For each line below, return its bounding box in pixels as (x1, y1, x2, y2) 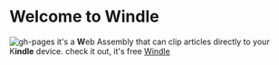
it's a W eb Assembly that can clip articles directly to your (56, 36, 270, 47)
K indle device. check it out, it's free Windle (9, 45, 170, 56)
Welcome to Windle (9, 6, 160, 27)
